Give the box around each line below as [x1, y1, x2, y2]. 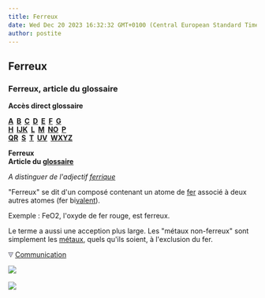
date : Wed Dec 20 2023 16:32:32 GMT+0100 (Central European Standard [8, 20, 242, 29]
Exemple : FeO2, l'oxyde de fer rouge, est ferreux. [8, 211, 170, 221]
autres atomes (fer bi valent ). [8, 196, 101, 205]
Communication [14, 250, 67, 259]
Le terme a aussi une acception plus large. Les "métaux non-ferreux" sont [8, 226, 249, 236]
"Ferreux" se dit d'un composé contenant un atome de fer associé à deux [8, 188, 247, 197]
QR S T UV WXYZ [8, 133, 73, 143]
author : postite [8, 29, 62, 37]
